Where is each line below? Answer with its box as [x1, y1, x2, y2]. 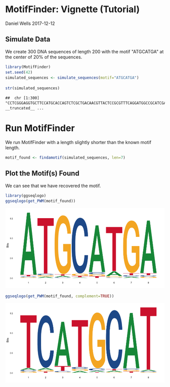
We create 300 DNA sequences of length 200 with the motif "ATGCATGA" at [5, 48, 164, 54]
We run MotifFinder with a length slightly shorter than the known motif [5, 139, 152, 146]
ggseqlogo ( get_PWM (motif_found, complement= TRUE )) [5, 293, 114, 299]
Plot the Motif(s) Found [5, 169, 79, 178]
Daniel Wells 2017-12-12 [5, 20, 55, 26]
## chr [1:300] [5, 95, 39, 101]
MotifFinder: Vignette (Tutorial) [5, 4, 140, 15]
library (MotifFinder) [5, 64, 51, 69]
